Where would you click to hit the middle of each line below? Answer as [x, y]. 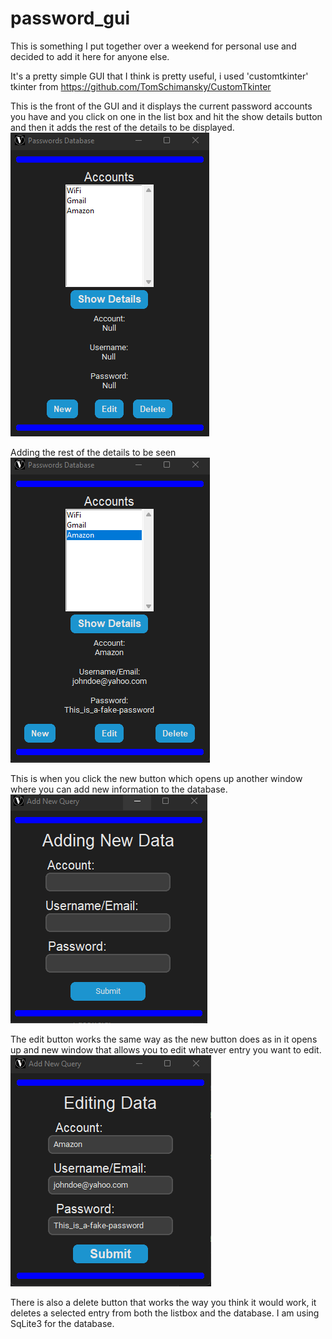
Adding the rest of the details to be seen [93, 452]
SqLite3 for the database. [62, 1323]
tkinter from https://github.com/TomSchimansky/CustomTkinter [141, 86]
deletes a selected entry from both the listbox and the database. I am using [165, 1313]
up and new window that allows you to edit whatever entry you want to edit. [166, 1049]
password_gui [70, 18]
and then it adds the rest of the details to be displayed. [122, 127]
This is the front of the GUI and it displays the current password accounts [161, 106]
